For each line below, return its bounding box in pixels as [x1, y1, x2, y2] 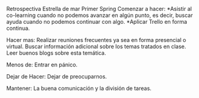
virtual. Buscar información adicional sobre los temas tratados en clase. [6, 43, 186, 50]
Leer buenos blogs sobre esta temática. [6, 49, 106, 57]
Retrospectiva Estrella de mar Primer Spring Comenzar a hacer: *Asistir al [6, 5, 192, 12]
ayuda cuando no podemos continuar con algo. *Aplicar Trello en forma [6, 18, 187, 25]
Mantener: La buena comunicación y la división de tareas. [6, 85, 151, 92]
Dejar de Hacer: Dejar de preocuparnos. [6, 73, 107, 80]
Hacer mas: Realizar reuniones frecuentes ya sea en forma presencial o [6, 37, 186, 43]
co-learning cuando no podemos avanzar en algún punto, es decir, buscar [6, 12, 194, 19]
